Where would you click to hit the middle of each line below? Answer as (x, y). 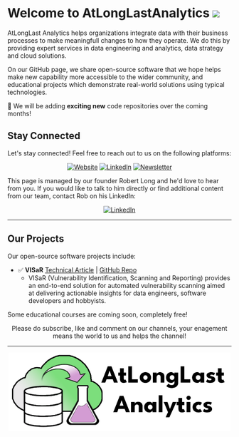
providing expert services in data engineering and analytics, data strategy (116, 48)
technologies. (27, 92)
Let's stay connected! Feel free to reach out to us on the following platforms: (119, 153)
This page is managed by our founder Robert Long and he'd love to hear (113, 180)
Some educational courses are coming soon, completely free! (97, 314)
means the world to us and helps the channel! (119, 336)
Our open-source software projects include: (72, 256)
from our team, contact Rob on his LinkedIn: (72, 196)
